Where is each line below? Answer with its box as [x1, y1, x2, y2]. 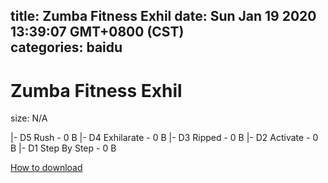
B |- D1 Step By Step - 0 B [10, 142, 117, 154]
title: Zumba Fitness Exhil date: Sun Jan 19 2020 [10, 8, 317, 25]
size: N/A [10, 112, 48, 124]
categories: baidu [10, 39, 123, 56]
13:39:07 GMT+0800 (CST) [10, 24, 185, 41]
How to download [10, 162, 83, 174]
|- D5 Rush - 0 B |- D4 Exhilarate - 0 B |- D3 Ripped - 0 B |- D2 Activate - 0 [10, 132, 319, 144]
